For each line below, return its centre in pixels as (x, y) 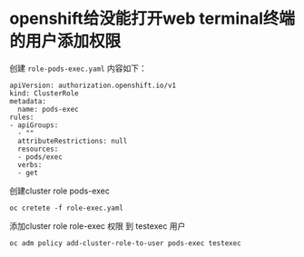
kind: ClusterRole (44, 93)
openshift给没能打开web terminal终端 (152, 19)
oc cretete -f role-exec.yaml (67, 208)
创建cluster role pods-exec (60, 191)
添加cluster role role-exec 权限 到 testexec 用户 (98, 226)
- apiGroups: (34, 125)
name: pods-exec (48, 109)
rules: (22, 117)
